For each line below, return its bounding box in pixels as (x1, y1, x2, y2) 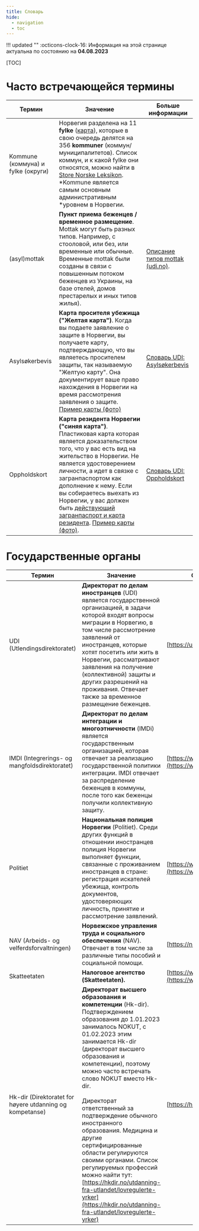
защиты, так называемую (59, 361, 132, 369)
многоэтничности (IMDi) (82, 724, 155, 733)
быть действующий (59, 504, 115, 512)
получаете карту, (59, 339, 109, 347)
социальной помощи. (82, 959, 144, 967)
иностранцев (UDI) (82, 589, 138, 597)
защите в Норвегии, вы (59, 331, 126, 339)
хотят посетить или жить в (82, 648, 159, 656)
